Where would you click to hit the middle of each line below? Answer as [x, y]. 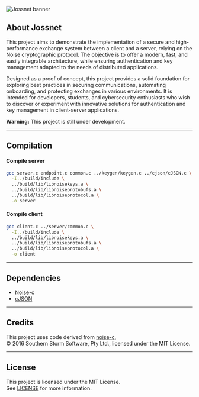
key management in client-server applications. [63, 110]
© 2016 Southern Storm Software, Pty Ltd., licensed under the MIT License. [98, 343]
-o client [23, 254]
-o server [23, 201]
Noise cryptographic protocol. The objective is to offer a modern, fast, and [97, 54]
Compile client [24, 214]
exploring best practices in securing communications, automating [86, 85]
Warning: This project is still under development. [66, 121]
